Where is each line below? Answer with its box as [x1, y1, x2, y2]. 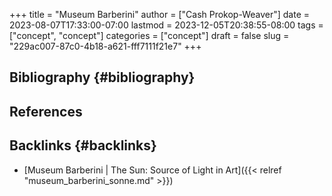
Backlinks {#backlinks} [9, 137, 157, 154]
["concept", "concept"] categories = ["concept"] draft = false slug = [9, 30, 290, 41]
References [9, 103, 83, 120]
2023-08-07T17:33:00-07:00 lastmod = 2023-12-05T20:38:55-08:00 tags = [9, 19, 324, 31]
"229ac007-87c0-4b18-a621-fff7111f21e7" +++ [9, 40, 202, 52]
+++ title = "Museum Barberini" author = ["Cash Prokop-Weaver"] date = [9, 9, 311, 20]
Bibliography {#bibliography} [9, 69, 196, 86]
